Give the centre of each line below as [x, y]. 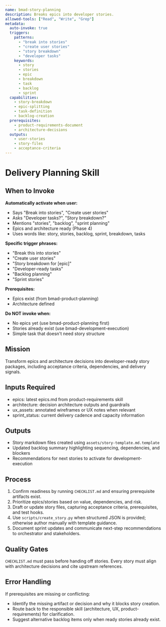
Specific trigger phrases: [31, 243]
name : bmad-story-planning [33, 10]
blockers [21, 453]
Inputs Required [30, 387]
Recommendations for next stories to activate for [62, 458]
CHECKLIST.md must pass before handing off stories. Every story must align [81, 561]
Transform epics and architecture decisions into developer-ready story [77, 361]
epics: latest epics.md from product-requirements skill [68, 399]
